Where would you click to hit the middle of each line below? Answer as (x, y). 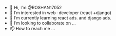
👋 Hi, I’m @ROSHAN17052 (36, 8)
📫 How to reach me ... (32, 28)
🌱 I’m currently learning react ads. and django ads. (60, 18)
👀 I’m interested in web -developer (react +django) (60, 13)
